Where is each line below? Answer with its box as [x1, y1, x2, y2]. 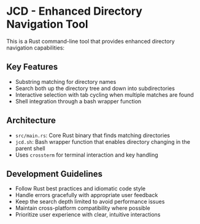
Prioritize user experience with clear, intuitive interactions [15, 211, 161, 218]
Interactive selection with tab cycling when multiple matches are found [15, 91, 194, 99]
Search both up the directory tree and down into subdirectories [15, 84, 175, 92]
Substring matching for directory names [15, 78, 117, 85]
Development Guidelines [6, 168, 103, 179]
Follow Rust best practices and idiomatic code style [15, 185, 146, 192]
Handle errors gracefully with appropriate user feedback [15, 192, 158, 199]
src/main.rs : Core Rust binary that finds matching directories [15, 132, 171, 139]
